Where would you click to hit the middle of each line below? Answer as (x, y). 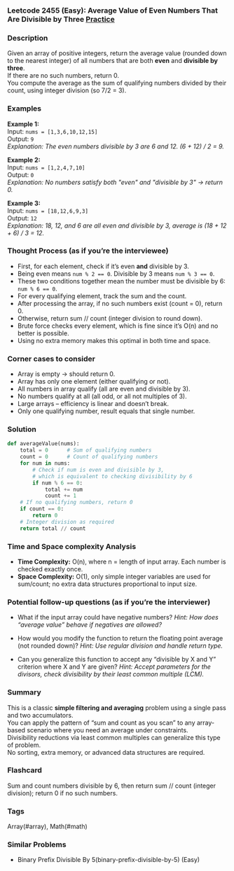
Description (28, 38)
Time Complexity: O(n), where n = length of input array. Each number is (122, 562)
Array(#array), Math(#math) (47, 827)
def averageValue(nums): (43, 444)
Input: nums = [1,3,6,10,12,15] (53, 131)
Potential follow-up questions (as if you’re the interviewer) (109, 602)
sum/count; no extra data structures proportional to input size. (107, 584)
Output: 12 (22, 218)
